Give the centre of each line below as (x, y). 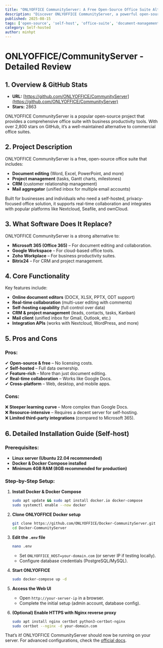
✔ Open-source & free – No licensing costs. (49, 363)
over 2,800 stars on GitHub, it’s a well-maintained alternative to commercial (81, 127)
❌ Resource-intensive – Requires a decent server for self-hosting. (72, 412)
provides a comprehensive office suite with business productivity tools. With (81, 121)
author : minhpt (20, 32)
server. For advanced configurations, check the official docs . (66, 640)
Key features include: (26, 288)
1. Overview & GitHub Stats (46, 85)
